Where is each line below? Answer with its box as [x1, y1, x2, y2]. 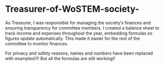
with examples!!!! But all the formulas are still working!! [5, 55, 115, 61]
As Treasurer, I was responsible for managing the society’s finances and [5, 20, 151, 26]
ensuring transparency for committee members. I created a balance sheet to [5, 25, 160, 31]
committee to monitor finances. [5, 40, 69, 46]
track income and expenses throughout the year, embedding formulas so [5, 30, 153, 36]
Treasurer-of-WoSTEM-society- [5, 3, 139, 15]
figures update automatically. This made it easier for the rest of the [5, 35, 140, 41]
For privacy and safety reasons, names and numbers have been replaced [5, 50, 153, 56]
